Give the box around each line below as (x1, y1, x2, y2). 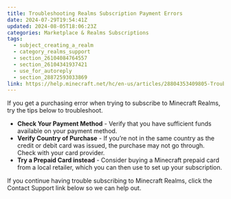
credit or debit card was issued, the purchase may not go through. (16, 141, 205, 150)
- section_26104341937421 (13, 61, 88, 68)
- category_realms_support (13, 49, 91, 56)
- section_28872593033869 (13, 73, 88, 81)
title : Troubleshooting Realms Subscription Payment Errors (7, 10, 184, 17)
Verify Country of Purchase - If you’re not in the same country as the (16, 134, 215, 143)
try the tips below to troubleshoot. (7, 106, 103, 115)
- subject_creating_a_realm (13, 42, 94, 49)
